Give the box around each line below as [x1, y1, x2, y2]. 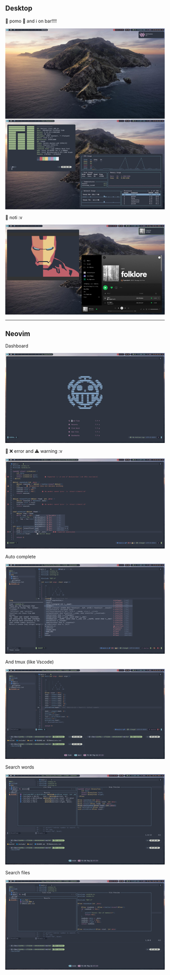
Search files [5, 869, 30, 875]
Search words [5, 764, 34, 770]
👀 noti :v [5, 215, 23, 221]
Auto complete [5, 554, 36, 560]
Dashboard [5, 343, 29, 349]
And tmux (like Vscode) [5, 659, 54, 665]
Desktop [5, 4, 33, 13]
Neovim [5, 329, 30, 338]
